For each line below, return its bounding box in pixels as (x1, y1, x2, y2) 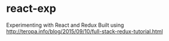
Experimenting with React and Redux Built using (6, 21, 124, 29)
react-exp (6, 2, 57, 15)
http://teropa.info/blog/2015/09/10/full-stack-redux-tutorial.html (6, 27, 163, 34)
